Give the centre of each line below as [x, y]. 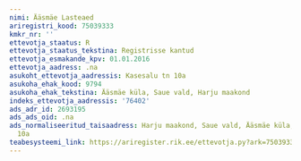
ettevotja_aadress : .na [54, 68]
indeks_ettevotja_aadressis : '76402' [80, 101]
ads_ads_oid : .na [42, 117]
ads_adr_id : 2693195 [48, 109]
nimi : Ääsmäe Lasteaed [52, 17]
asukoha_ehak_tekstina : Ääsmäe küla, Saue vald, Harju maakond [130, 92]
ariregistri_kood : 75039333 [62, 26]
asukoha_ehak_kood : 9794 [56, 84]
